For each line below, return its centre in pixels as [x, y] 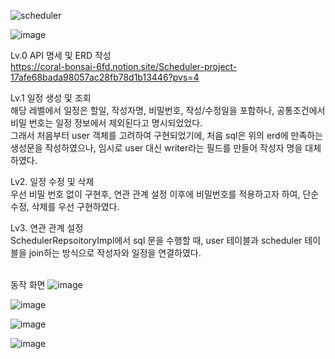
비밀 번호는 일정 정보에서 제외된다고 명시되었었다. [106, 123]
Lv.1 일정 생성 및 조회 [51, 98]
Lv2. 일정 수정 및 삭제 [52, 181]
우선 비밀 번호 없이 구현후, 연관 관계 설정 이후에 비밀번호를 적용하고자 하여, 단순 [165, 194]
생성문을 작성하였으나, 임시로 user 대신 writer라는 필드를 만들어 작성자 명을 [156, 148]
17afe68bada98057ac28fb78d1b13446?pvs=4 [105, 77]
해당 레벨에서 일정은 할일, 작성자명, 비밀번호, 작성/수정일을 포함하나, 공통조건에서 [168, 110]
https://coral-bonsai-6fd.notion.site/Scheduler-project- [124, 66]
